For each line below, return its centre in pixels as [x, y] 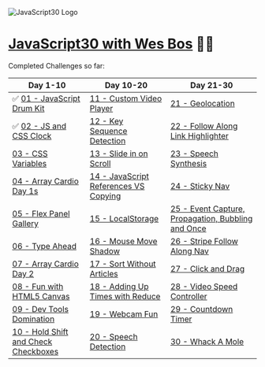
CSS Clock [32, 135]
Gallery [26, 223]
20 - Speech [114, 336]
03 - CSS [30, 154]
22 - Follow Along [204, 126]
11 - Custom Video [126, 98]
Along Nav [189, 250]
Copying [105, 195]
